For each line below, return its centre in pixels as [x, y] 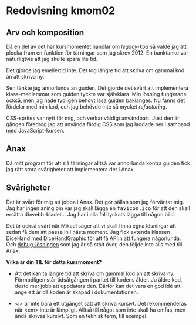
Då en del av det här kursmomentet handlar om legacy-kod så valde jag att [96, 46]
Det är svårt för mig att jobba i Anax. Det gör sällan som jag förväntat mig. [95, 202]
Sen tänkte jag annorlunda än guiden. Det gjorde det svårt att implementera [97, 88]
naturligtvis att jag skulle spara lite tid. [52, 59]
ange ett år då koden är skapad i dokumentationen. [76, 292]
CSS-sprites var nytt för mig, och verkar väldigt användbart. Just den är [93, 118]
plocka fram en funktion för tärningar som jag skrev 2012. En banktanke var [97, 53]
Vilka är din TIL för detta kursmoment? [54, 262]
